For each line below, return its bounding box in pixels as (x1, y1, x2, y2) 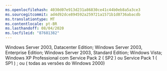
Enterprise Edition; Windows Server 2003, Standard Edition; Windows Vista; (5, 49, 162, 55)
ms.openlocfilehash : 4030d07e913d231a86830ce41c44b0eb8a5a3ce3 (5, 7, 141, 12)
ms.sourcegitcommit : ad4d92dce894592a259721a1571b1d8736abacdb (5, 12, 141, 17)
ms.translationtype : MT (5, 16, 55, 21)
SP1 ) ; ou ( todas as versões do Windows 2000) (5, 60, 105, 66)
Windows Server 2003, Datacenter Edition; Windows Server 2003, (5, 44, 143, 50)
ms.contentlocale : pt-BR (5, 21, 57, 26)
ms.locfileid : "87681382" (5, 30, 59, 35)
